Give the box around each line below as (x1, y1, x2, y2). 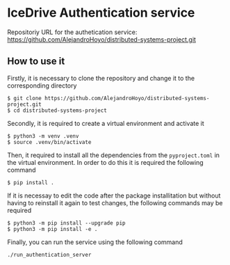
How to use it (7, 56, 65, 67)
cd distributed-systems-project (13, 106, 108, 114)
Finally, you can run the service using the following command (7, 238, 183, 246)
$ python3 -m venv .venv (7, 132, 79, 140)
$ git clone (7, 95, 42, 102)
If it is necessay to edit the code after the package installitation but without (7, 191, 221, 200)
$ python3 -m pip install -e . (7, 225, 98, 232)
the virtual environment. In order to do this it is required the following (7, 158, 204, 166)
